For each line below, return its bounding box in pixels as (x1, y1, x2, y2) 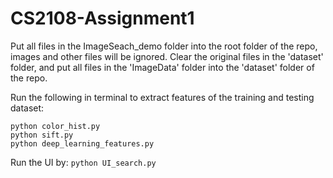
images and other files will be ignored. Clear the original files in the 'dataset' (10, 50, 324, 62)
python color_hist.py (10, 121, 101, 131)
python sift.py (10, 130, 74, 140)
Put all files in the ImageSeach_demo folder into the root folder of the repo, (10, 40, 318, 52)
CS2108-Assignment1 (10, 7, 195, 30)
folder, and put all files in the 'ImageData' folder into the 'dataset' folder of (10, 61, 315, 73)
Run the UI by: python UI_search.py (10, 156, 157, 168)
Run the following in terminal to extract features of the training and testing (10, 91, 315, 103)
